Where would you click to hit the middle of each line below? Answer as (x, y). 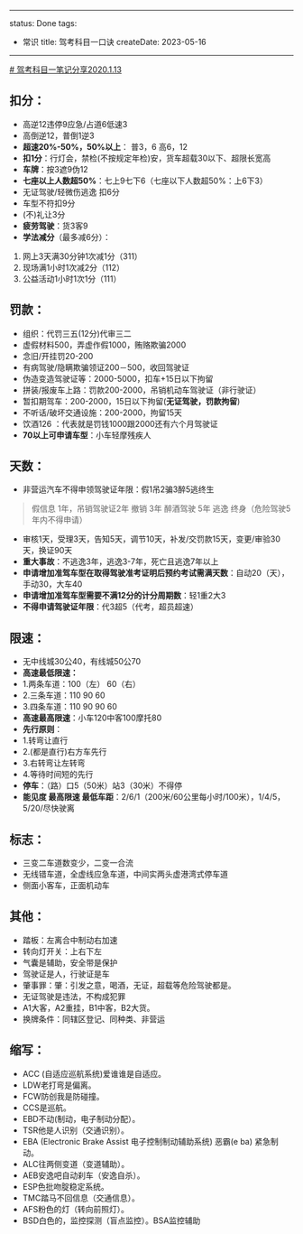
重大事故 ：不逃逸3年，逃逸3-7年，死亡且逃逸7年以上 (120, 561)
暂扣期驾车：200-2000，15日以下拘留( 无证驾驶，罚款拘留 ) (131, 401)
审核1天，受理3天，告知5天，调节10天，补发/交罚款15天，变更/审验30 (151, 539)
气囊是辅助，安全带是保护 (70, 962)
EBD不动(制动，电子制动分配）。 (81, 1118)
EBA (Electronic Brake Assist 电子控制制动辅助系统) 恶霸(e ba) (138, 1141)
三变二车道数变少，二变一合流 (78, 863)
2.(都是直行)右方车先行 (64, 752)
